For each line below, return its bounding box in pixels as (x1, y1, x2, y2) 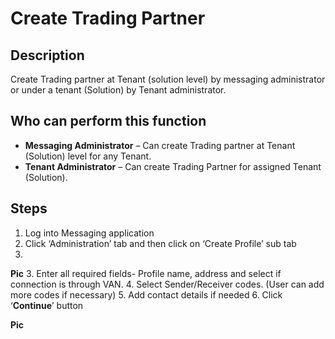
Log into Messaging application (24, 227, 155, 239)
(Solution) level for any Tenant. (24, 150, 152, 162)
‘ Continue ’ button (10, 299, 84, 311)
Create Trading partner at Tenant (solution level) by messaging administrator (10, 73, 326, 85)
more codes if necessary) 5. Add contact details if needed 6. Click (10, 288, 283, 301)
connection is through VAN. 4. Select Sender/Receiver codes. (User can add (10, 278, 325, 290)
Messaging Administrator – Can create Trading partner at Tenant (24, 139, 296, 151)
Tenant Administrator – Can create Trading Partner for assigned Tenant (24, 160, 322, 172)
